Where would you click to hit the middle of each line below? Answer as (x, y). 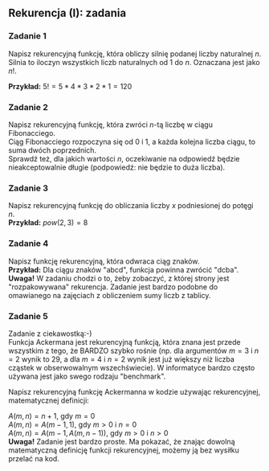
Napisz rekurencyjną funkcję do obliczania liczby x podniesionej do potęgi (131, 206)
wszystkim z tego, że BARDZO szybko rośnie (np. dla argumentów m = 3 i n (134, 350)
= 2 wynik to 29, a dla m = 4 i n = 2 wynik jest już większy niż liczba (122, 359)
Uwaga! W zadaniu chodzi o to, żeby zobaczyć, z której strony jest (119, 278)
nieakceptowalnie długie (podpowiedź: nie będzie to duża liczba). (117, 167)
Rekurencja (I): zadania (67, 13)
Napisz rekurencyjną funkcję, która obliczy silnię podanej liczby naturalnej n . (135, 53)
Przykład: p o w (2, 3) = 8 (48, 223)
